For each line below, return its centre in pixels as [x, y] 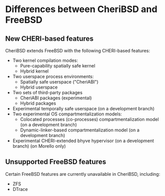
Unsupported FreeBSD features [56, 162]
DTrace [20, 189]
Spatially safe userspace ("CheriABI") [59, 82]
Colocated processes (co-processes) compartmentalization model [90, 119]
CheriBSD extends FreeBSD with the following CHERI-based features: [78, 51]
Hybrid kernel [34, 71]
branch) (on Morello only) [39, 146]
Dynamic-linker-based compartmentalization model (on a [80, 130]
